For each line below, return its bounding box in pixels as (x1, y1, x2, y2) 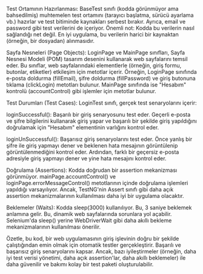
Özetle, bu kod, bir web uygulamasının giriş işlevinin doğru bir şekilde (6, 235, 179, 242)
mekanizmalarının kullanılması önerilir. (6, 223, 101, 230)
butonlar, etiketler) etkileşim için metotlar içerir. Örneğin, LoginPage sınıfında (6, 68, 197, 75)
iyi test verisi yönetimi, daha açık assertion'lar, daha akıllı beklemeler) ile (6, 254, 186, 261)
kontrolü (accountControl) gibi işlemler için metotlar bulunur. (6, 88, 156, 94)
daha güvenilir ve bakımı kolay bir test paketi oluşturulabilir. (6, 261, 154, 268)
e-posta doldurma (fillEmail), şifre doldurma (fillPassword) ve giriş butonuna (6, 75, 196, 82)
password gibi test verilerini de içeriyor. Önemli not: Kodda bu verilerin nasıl (6, 24, 195, 31)
